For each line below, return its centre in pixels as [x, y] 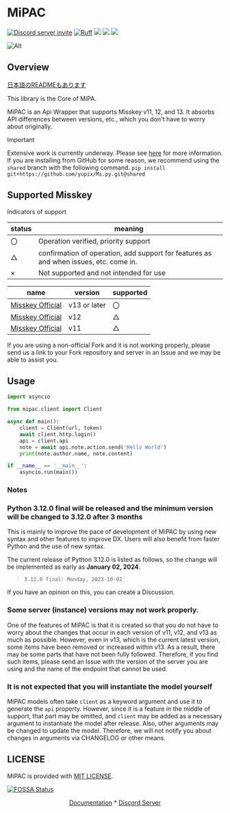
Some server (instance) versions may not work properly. [103, 610]
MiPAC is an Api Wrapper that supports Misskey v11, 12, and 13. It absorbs [111, 112]
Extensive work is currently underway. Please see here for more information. [115, 153]
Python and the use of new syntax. [56, 546]
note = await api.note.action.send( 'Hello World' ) [93, 447]
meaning [129, 228]
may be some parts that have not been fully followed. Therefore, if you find [113, 654]
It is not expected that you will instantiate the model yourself [110, 686]
